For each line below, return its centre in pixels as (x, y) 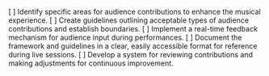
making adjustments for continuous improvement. (91, 63)
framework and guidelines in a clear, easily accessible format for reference (133, 46)
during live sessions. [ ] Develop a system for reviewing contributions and (130, 55)
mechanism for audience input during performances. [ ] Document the (125, 37)
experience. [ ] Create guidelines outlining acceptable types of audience (128, 20)
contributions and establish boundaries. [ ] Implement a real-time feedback (133, 29)
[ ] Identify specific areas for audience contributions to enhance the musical (134, 12)
